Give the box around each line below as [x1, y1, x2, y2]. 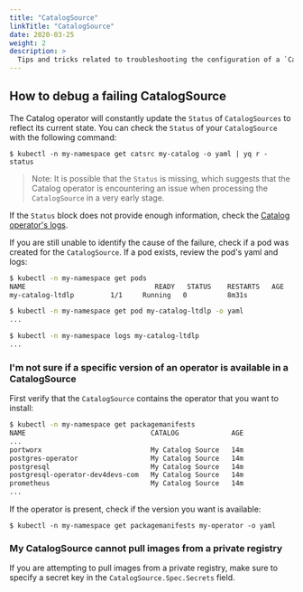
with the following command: [9, 132, 117, 143]
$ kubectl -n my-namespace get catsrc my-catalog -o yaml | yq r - [9, 149, 269, 158]
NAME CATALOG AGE [9, 428, 244, 438]
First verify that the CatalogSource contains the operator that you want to [9, 393, 280, 404]
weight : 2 [9, 38, 47, 48]
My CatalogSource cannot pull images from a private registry [9, 542, 283, 555]
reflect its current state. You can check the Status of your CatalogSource [9, 122, 278, 133]
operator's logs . [9, 219, 69, 230]
